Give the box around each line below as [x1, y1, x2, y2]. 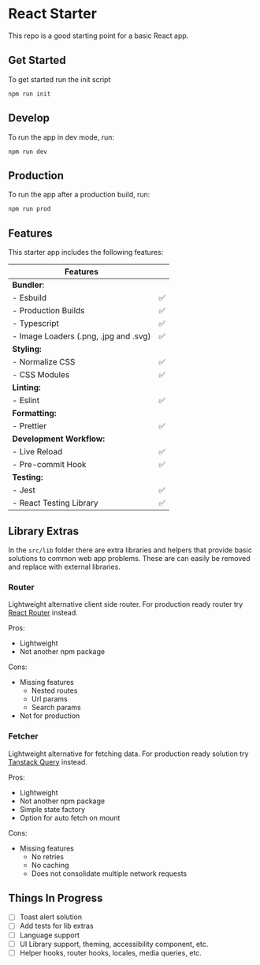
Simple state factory [19, 804, 85, 814]
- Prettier [12, 421, 47, 432]
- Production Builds [12, 305, 85, 316]
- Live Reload [12, 447, 63, 458]
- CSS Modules [12, 369, 70, 380]
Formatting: [12, 408, 57, 419]
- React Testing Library [12, 498, 98, 509]
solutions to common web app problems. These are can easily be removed [8, 554, 251, 563]
